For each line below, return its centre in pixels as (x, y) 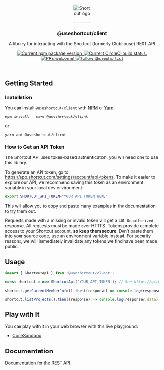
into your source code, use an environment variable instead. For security (78, 236)
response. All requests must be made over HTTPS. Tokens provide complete (82, 226)
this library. (16, 163)
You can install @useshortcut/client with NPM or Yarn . (60, 108)
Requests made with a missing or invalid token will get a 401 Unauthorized (79, 221)
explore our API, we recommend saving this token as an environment (74, 182)
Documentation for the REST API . (38, 363)
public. (12, 247)
